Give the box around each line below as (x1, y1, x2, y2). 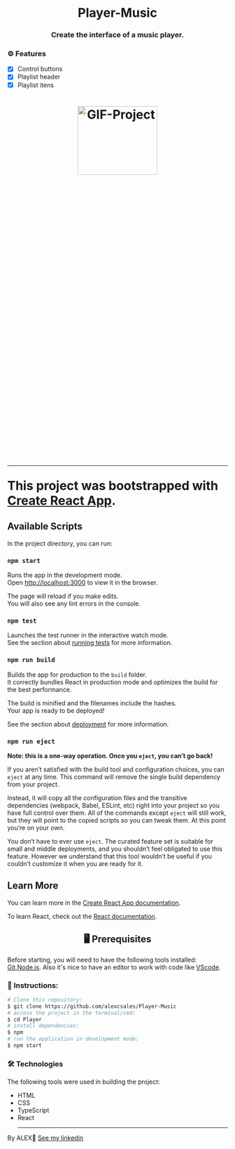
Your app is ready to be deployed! (7, 706, 105, 715)
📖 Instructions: (7, 981, 59, 990)
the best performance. (7, 685, 72, 693)
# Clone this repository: (7, 996, 83, 1003)
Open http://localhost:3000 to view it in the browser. (7, 578, 158, 587)
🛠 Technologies (7, 1058, 64, 1068)
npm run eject (7, 737, 55, 745)
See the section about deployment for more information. (7, 719, 169, 728)
